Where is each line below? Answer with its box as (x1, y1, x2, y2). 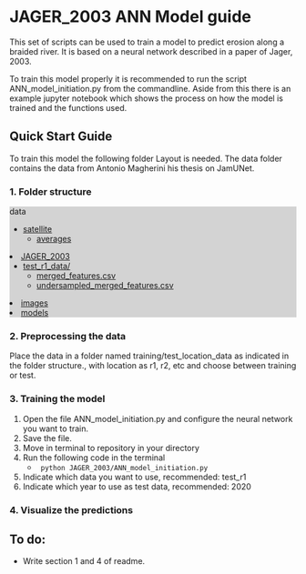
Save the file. (22, 432, 73, 443)
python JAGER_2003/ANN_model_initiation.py (40, 463, 209, 472)
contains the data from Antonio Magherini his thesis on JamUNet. (9, 162, 255, 174)
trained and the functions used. (9, 102, 127, 113)
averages (36, 234, 72, 245)
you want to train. (22, 423, 89, 434)
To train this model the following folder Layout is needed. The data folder (9, 153, 282, 164)
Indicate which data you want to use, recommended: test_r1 (22, 471, 247, 482)
